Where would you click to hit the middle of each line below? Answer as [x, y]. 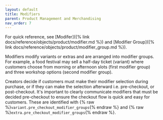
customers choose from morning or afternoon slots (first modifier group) [78, 67]
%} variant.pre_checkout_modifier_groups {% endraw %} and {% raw [74, 107]
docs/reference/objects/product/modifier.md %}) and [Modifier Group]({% [80, 42]
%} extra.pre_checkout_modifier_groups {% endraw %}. [61, 113]
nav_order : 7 [18, 23]
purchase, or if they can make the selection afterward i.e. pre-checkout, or [80, 87]
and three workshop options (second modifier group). [59, 72]
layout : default [21, 9]
